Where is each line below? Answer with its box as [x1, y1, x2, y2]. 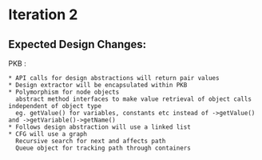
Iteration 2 [8, 6, 78, 24]
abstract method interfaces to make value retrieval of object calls [15, 95, 252, 103]
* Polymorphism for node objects [8, 88, 120, 96]
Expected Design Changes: [8, 38, 147, 51]
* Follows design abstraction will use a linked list [8, 123, 192, 131]
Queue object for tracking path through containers [15, 144, 192, 152]
